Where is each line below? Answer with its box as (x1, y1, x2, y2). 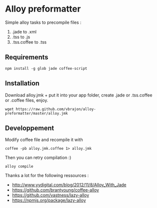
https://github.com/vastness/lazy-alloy (12, 192, 89, 198)
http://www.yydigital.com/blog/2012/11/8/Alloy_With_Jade (12, 182, 127, 188)
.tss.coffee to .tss (12, 39, 47, 45)
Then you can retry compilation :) (5, 155, 71, 160)
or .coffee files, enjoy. (5, 97, 48, 103)
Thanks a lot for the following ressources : (5, 173, 89, 178)
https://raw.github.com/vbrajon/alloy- (15, 107, 96, 112)
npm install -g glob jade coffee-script (5, 66, 88, 71)
